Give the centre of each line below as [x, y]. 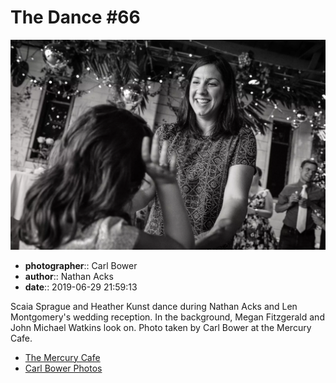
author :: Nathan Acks [69, 276]
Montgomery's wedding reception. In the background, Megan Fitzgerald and [167, 317]
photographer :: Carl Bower [81, 265]
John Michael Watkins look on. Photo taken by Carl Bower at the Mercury [161, 327]
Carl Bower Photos [63, 368]
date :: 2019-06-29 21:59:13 [81, 287]
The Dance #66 [75, 17]
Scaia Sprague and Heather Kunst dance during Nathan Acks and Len [154, 306]
